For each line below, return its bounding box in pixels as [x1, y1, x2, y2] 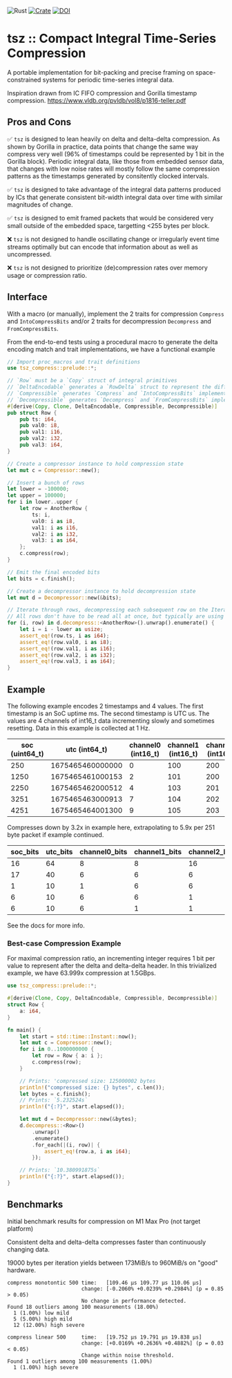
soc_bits [10, 847, 39, 856]
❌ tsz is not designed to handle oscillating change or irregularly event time [7, 235, 220, 243]
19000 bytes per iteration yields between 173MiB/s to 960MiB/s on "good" [7, 1258, 219, 1267]
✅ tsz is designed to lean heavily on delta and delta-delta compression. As [7, 135, 220, 143]
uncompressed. [7, 249, 52, 258]
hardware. [7, 1265, 37, 1274]
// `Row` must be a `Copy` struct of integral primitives [7, 377, 177, 384]
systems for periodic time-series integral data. [42, 75, 175, 84]
